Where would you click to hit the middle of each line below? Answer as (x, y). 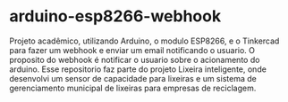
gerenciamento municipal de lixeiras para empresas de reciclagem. (133, 88)
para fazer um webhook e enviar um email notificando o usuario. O (132, 50)
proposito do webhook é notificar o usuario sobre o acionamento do (135, 59)
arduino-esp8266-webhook (115, 16)
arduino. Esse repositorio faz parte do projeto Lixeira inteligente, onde (138, 69)
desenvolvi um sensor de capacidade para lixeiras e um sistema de (133, 78)
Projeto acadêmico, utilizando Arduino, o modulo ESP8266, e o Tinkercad (144, 41)
